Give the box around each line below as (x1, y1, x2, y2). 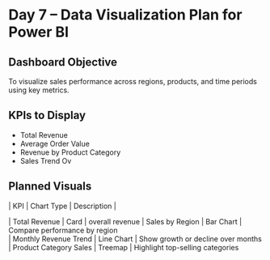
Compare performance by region (8, 225, 118, 235)
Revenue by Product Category (19, 147, 121, 157)
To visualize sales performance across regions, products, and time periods (8, 77, 257, 86)
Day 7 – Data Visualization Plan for (8, 6, 243, 24)
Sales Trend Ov (19, 156, 72, 165)
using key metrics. (8, 85, 70, 95)
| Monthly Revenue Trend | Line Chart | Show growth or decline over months (8, 233, 263, 244)
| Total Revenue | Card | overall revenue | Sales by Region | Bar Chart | (8, 216, 243, 226)
